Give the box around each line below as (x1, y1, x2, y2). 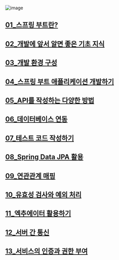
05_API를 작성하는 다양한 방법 (5, 96, 95, 105)
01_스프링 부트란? (5, 21, 58, 29)
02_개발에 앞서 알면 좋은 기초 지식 (5, 40, 105, 48)
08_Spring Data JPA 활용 (5, 153, 84, 161)
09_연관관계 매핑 (5, 172, 56, 180)
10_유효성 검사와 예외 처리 (5, 190, 82, 199)
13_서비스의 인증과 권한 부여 (5, 247, 88, 256)
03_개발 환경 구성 (5, 58, 57, 67)
